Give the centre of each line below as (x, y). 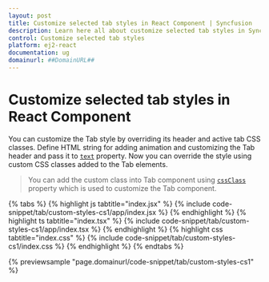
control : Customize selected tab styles (77, 38)
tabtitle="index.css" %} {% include (66, 237)
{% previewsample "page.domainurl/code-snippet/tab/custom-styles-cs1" (131, 261)
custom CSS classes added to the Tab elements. (88, 164)
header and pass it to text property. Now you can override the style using (130, 156)
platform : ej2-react (43, 46)
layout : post (30, 16)
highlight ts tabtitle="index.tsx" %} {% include (84, 220)
